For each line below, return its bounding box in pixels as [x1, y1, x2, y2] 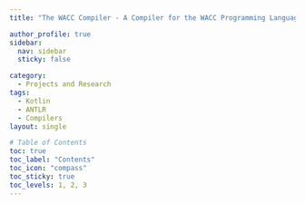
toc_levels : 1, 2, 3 [9, 180, 88, 189]
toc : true [9, 147, 47, 156]
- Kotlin [17, 96, 51, 105]
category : [9, 72, 47, 81]
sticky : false [17, 55, 71, 64]
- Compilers [17, 113, 64, 122]
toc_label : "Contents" [9, 155, 95, 164]
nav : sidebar [17, 46, 67, 55]
